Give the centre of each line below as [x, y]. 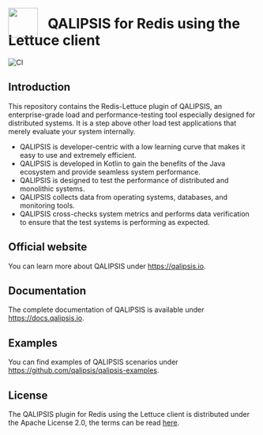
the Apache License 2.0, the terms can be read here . [94, 422]
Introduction [39, 87]
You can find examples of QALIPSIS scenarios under [94, 362]
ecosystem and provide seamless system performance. [110, 171]
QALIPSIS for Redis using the [144, 24]
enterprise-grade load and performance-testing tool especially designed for [132, 114]
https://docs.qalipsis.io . [46, 318]
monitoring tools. [47, 205]
